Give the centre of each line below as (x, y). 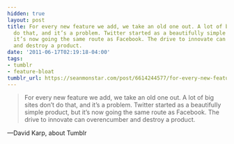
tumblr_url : (24, 78)
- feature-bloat (31, 71)
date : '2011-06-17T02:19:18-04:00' (59, 53)
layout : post (26, 20)
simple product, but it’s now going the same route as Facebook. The (122, 112)
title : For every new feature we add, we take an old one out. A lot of (115, 26)
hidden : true (26, 13)
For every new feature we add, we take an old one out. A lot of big (119, 98)
